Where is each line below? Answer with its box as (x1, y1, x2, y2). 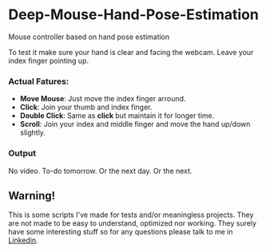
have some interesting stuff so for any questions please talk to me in (8, 227, 233, 237)
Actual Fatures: (8, 76, 69, 87)
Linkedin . (8, 235, 38, 245)
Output (8, 148, 37, 159)
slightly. (19, 128, 46, 137)
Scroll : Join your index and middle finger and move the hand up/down (19, 120, 251, 129)
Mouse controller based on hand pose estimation (8, 32, 170, 41)
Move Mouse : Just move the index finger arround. (19, 94, 186, 104)
